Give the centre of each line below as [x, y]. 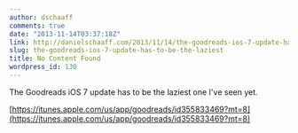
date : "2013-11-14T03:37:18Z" [65, 34]
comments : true [37, 26]
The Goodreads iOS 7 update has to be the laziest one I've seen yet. [134, 92]
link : [19, 42]
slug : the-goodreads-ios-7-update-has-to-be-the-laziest [117, 51]
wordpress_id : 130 [43, 67]
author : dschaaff [41, 17]
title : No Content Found [55, 59]
